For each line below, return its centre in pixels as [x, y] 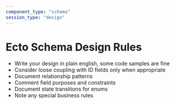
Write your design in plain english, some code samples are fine [92, 64]
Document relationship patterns [53, 76]
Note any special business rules [54, 95]
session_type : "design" [35, 17]
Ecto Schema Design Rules [74, 47]
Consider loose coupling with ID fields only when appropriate [90, 70]
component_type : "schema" [38, 12]
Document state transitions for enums [61, 89]
